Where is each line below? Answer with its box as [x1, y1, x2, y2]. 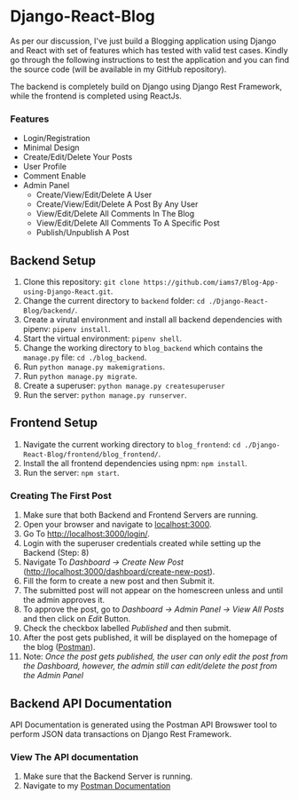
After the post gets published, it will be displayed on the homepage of [22, 632, 278, 643]
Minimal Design [22, 142, 80, 153]
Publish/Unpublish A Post [35, 227, 129, 238]
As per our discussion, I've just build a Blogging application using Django [10, 36, 277, 46]
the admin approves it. [22, 595, 106, 606]
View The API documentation [10, 750, 139, 763]
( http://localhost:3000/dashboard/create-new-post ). [22, 566, 216, 577]
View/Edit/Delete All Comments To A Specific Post [35, 218, 220, 228]
